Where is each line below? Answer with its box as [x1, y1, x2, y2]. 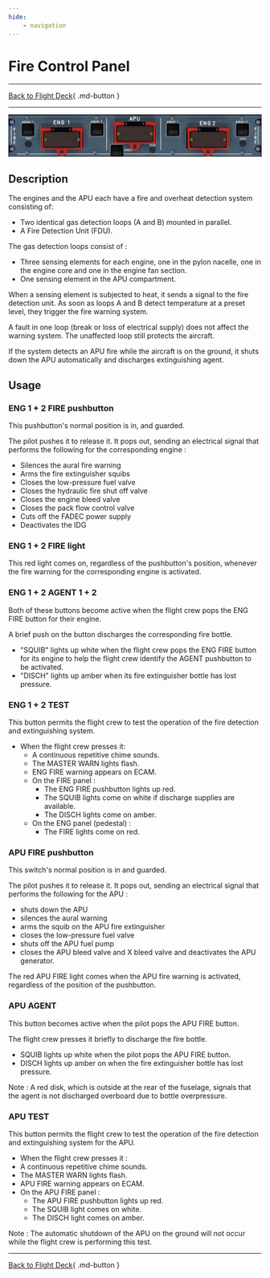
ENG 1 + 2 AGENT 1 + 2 [8, 587, 97, 598]
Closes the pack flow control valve [19, 503, 135, 513]
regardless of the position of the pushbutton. [8, 980, 157, 990]
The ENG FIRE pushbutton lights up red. [43, 784, 176, 794]
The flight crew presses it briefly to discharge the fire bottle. [8, 1034, 207, 1043]
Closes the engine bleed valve [19, 495, 121, 504]
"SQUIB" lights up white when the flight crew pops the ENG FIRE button [19, 645, 257, 655]
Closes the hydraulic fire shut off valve [19, 486, 149, 496]
